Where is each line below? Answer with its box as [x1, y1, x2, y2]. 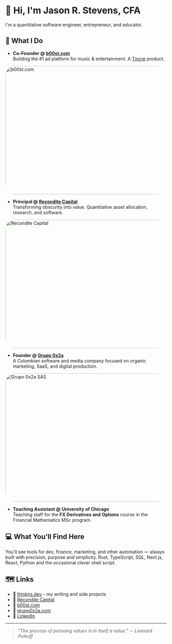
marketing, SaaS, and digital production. [12, 363, 98, 369]
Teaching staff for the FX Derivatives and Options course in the [12, 511, 148, 518]
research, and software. [12, 209, 63, 215]
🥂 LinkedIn [12, 613, 35, 619]
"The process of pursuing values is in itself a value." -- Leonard [17, 628, 153, 634]
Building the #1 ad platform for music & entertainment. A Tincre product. [12, 55, 165, 62]
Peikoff [17, 633, 33, 639]
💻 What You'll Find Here [5, 533, 84, 541]
